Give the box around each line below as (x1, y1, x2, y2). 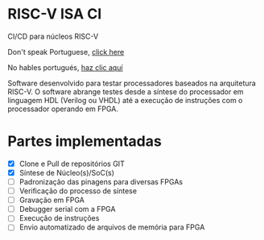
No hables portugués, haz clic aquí (7, 62, 123, 72)
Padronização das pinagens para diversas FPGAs (19, 177, 183, 186)
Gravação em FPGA (19, 195, 85, 205)
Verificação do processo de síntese (19, 186, 138, 196)
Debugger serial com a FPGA (19, 205, 116, 214)
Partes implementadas (7, 132, 162, 151)
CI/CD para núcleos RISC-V (7, 31, 99, 41)
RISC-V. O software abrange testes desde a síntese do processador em (7, 86, 244, 97)
